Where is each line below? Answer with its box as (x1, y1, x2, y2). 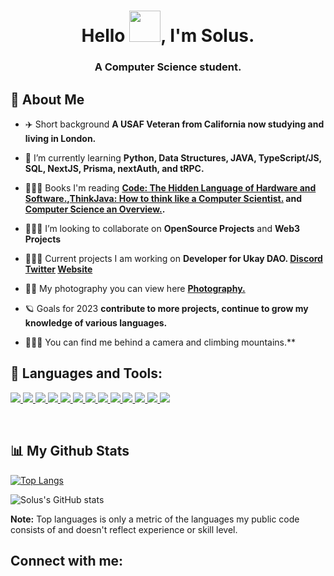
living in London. (24, 132, 97, 144)
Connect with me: (10, 552, 124, 569)
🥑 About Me (10, 91, 85, 108)
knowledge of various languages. (24, 316, 168, 329)
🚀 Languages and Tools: (10, 365, 163, 382)
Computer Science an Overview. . (24, 203, 166, 215)
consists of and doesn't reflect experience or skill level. (10, 523, 238, 535)
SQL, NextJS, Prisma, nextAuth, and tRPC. (24, 162, 205, 174)
